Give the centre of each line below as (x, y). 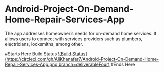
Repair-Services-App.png (31, 64)
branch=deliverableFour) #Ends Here (97, 64)
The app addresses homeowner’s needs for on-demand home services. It (81, 33)
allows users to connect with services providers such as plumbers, (74, 39)
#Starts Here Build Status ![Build (38, 54)
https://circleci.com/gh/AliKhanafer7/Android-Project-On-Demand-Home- (83, 59)
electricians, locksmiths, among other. (44, 44)
